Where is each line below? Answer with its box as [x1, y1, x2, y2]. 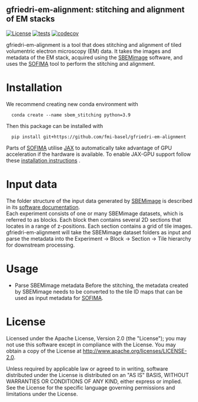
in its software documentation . [6, 203, 80, 210]
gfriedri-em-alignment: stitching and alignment [6, 5, 185, 15]
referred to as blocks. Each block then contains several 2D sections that [6, 216, 181, 223]
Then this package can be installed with [6, 122, 103, 129]
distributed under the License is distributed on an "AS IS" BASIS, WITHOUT [6, 371, 189, 378]
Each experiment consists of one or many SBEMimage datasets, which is [6, 210, 184, 217]
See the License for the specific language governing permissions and [6, 384, 176, 391]
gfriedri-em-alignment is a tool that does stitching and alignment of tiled [6, 41, 182, 48]
